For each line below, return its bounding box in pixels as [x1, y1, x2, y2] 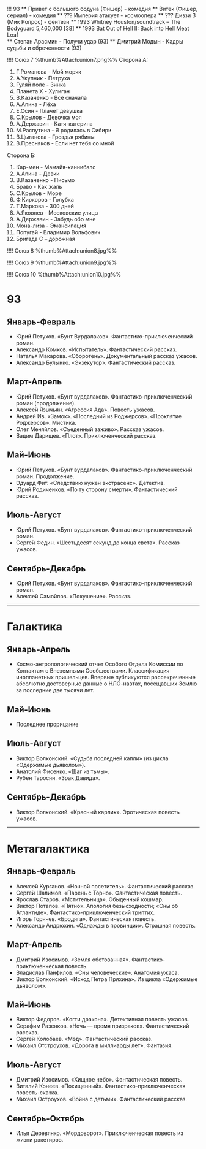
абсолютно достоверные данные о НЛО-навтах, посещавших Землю [15, 680, 197, 687]
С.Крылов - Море [15, 189, 62, 197]
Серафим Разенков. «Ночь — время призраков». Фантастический [15, 1022, 189, 1029]
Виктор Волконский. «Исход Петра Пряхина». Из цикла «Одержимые [15, 975, 198, 983]
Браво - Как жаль [15, 183, 62, 190]
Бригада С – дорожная [15, 235, 75, 242]
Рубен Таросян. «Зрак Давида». [15, 774, 100, 781]
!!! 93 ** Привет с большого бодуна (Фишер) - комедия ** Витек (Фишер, [7, 6, 198, 12]
